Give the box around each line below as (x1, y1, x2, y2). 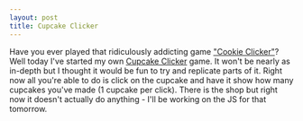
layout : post (9, 13, 59, 22)
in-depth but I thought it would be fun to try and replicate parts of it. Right (9, 65, 282, 76)
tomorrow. (9, 103, 48, 114)
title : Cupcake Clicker (9, 22, 99, 30)
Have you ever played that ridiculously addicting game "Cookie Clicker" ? (9, 46, 280, 56)
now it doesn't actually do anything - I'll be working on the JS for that (9, 93, 267, 104)
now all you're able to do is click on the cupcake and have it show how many (9, 74, 294, 85)
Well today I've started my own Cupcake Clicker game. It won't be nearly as (9, 56, 290, 66)
